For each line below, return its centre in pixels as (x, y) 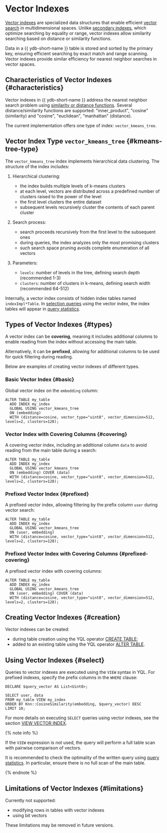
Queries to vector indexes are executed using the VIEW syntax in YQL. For (80, 672)
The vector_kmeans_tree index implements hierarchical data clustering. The (82, 161)
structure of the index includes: (37, 166)
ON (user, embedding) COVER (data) (47, 593)
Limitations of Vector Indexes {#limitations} (74, 788)
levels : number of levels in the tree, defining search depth (80, 272)
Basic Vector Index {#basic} (40, 379)
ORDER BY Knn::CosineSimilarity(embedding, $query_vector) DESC (73, 704)
